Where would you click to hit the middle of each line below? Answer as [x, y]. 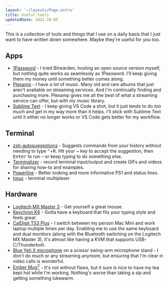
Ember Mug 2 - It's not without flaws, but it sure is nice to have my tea [86, 267]
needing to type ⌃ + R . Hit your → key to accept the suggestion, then [83, 151]
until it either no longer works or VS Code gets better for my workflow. [87, 117]
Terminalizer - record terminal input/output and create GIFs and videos [87, 162]
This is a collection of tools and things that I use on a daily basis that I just [83, 34]
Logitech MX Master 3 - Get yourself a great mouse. [68, 207]
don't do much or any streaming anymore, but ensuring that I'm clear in [88, 256]
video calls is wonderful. [38, 261]
